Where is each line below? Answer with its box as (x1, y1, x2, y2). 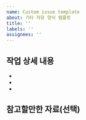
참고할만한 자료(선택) (6, 104, 81, 115)
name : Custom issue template (6, 9, 80, 15)
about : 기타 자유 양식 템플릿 (6, 15, 71, 21)
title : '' (6, 20, 31, 26)
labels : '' (6, 26, 34, 32)
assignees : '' (6, 32, 42, 38)
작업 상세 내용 (6, 55, 55, 66)
